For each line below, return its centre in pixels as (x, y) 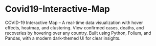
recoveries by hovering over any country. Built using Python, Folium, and (78, 33)
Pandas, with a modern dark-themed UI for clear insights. (63, 38)
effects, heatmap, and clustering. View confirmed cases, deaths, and (75, 27)
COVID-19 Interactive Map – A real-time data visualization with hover (74, 23)
